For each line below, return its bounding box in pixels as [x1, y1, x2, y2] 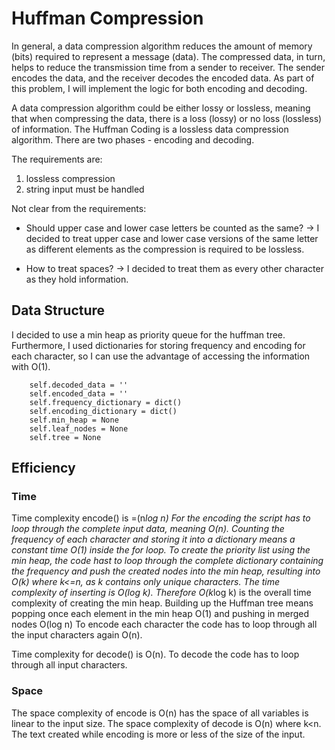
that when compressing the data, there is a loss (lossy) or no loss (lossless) [11, 112, 323, 124]
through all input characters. [11, 659, 128, 671]
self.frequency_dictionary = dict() [29, 397, 183, 407]
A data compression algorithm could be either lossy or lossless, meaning [11, 102, 311, 114]
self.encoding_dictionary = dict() [29, 406, 178, 416]
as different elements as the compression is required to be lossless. [25, 243, 305, 255]
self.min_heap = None [29, 415, 119, 425]
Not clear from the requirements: [11, 202, 147, 214]
